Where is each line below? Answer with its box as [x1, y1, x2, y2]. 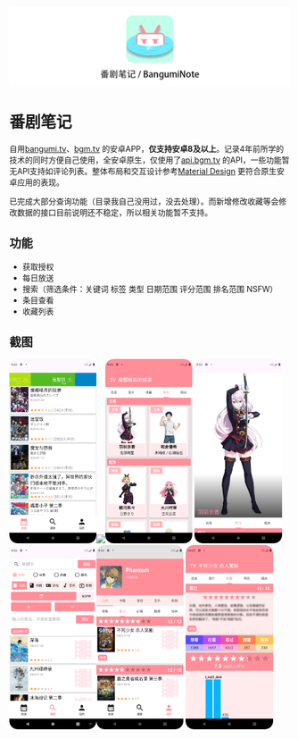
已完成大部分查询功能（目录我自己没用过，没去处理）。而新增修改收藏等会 [9, 196, 279, 206]
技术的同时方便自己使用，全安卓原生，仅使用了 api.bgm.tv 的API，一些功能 [9, 155, 283, 165]
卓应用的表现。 [9, 177, 64, 188]
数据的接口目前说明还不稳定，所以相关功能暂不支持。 [16, 206, 212, 217]
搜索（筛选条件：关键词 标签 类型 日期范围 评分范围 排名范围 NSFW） [21, 283, 278, 294]
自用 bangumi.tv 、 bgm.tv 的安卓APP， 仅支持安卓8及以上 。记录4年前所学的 [9, 143, 284, 154]
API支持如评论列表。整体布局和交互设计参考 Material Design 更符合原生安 [16, 165, 286, 176]
